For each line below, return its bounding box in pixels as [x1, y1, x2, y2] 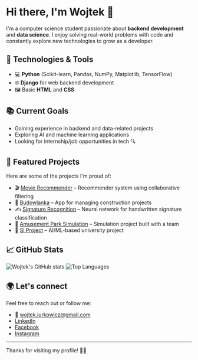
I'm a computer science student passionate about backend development [6, 25, 184, 32]
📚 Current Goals [6, 106, 69, 116]
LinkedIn [14, 318, 36, 324]
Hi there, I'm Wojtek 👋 [6, 5, 114, 19]
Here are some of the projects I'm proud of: [6, 172, 112, 179]
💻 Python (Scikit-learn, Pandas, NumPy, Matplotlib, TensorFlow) [14, 70, 173, 77]
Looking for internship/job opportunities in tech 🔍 [14, 138, 136, 145]
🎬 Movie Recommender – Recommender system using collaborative [14, 184, 180, 191]
